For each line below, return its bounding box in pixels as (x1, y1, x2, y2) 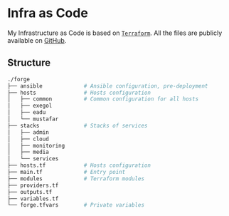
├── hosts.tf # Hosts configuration (7, 162, 151, 169)
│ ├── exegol (7, 102, 53, 110)
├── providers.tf (7, 182, 59, 189)
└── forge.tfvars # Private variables (7, 202, 144, 209)
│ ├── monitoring (7, 142, 65, 149)
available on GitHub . (7, 36, 67, 44)
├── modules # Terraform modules (7, 175, 144, 182)
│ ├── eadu (7, 109, 46, 116)
